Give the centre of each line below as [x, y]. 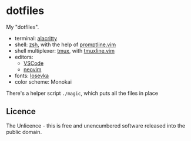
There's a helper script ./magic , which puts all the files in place [82, 93]
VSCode [33, 63]
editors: [24, 57]
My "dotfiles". [23, 27]
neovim [32, 69]
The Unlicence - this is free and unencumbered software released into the [96, 125]
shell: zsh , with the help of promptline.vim [65, 44]
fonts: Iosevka [31, 75]
